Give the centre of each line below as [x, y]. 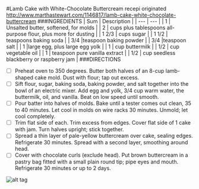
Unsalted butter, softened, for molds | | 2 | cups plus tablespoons [86, 27]
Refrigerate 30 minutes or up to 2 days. [63, 168]
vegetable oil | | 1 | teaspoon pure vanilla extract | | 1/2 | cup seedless [91, 53]
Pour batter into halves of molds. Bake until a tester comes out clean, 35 [103, 103]
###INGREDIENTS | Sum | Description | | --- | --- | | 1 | [104, 21]
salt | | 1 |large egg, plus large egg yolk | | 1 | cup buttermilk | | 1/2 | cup [93, 47]
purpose [16, 34]
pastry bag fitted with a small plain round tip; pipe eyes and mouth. [97, 162]
